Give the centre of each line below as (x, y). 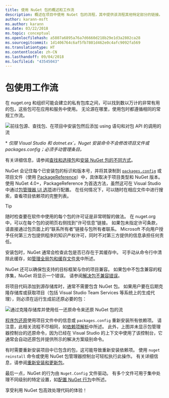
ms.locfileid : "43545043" (32, 61)
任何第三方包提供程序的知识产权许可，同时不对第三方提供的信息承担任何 (84, 235)
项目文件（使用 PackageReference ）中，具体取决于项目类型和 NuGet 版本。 (84, 177)
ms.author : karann (24, 24)
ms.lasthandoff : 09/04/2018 (35, 57)
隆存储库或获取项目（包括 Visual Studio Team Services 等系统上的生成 (78, 293)
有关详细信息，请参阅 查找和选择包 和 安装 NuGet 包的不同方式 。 (70, 160)
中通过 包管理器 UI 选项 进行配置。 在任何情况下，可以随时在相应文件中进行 (82, 190)
